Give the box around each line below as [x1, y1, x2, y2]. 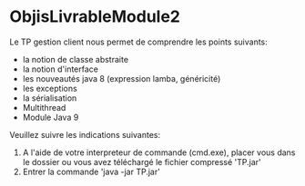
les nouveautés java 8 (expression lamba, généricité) [22, 73, 221, 83]
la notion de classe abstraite [22, 54, 129, 64]
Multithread [22, 102, 66, 113]
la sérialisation [22, 93, 77, 103]
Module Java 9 [22, 112, 79, 122]
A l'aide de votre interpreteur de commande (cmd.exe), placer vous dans [22, 147, 296, 158]
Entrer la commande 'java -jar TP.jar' [22, 166, 161, 177]
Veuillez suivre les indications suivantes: [9, 129, 161, 140]
